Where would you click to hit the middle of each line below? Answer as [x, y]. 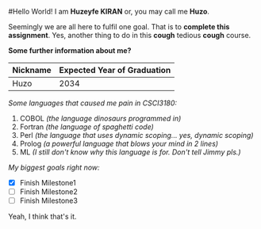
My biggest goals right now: [54, 167]
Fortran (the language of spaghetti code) [87, 127]
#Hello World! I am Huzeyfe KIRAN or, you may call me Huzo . [109, 11]
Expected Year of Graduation [115, 70]
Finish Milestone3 [48, 200]
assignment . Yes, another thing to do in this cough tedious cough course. [130, 35]
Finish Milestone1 [48, 183]
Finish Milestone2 [48, 192]
